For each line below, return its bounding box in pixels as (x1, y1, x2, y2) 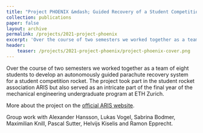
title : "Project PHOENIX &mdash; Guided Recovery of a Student (6, 8, 169, 15)
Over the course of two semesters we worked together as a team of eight (6, 64, 189, 72)
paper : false (6, 20, 39, 26)
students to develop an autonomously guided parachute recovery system (6, 70, 188, 78)
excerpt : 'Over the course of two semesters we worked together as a (6, 37, 185, 43)
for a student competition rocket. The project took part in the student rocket (6, 77, 195, 84)
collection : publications (6, 14, 71, 20)
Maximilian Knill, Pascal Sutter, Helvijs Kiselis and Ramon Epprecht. (6, 120, 173, 127)
